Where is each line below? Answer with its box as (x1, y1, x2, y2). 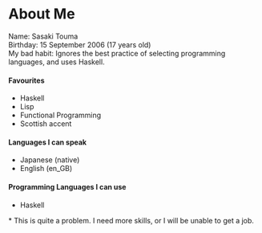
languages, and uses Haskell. (8, 57, 106, 67)
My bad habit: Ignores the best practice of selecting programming (8, 48, 226, 58)
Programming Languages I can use (8, 182, 127, 191)
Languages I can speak (8, 137, 87, 147)
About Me (8, 5, 75, 23)
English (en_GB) (19, 164, 73, 174)
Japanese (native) (19, 155, 80, 165)
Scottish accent (19, 119, 72, 129)
